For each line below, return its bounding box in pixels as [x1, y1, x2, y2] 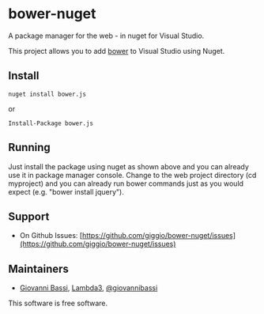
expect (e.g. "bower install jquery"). [8, 187, 124, 196]
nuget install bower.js [8, 90, 87, 98]
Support [8, 210, 50, 223]
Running [8, 141, 51, 154]
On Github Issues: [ [19, 231, 83, 240]
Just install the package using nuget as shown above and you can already [8, 161, 249, 171]
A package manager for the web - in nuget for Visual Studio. [8, 31, 205, 40]
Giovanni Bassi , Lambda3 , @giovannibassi [19, 283, 158, 293]
